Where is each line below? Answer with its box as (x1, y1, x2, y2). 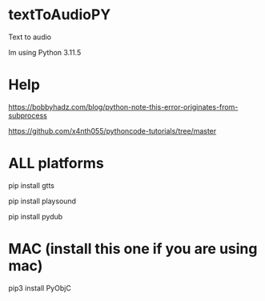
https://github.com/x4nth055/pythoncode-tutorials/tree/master (8, 126, 217, 135)
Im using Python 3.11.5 (8, 47, 82, 57)
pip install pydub (8, 211, 63, 221)
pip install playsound (8, 196, 77, 206)
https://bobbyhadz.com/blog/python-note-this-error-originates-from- (8, 102, 239, 111)
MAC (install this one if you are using (8, 240, 258, 258)
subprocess (8, 110, 48, 120)
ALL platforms (8, 155, 104, 173)
